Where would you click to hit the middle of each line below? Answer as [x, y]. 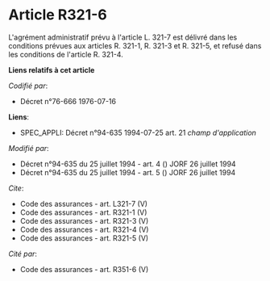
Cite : [16, 188]
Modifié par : [29, 148]
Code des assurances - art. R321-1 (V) [83, 212]
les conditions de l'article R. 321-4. [66, 54]
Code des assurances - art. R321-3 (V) [84, 220]
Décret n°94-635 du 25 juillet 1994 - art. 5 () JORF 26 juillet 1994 [128, 172]
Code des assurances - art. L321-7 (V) [83, 203]
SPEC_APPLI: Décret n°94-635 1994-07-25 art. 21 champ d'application [138, 132]
